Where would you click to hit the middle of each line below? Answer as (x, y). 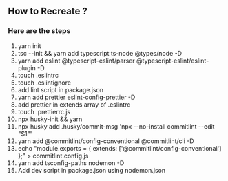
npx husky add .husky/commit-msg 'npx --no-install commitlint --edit (116, 126)
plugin (27, 67)
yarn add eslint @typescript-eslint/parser (76, 61)
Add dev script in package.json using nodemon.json (92, 170)
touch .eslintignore (44, 83)
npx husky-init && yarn (50, 119)
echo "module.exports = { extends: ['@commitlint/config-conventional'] (120, 148)
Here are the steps (39, 31)
